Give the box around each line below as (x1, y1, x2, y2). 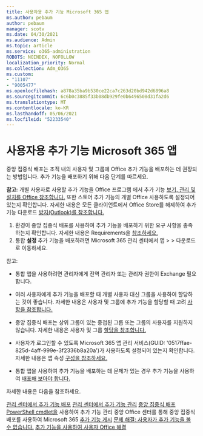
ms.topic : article (6, 43, 53, 49)
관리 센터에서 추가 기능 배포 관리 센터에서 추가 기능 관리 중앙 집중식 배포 (6, 401, 176, 408)
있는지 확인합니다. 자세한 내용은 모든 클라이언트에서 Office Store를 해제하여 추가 (6, 201, 196, 208)
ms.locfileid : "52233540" (6, 116, 72, 122)
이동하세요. (21, 244, 48, 252)
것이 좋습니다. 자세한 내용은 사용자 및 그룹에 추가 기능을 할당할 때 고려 (21, 298, 187, 305)
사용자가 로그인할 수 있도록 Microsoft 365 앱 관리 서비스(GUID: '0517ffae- (15, 339, 193, 347)
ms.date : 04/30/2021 (6, 32, 59, 38)
